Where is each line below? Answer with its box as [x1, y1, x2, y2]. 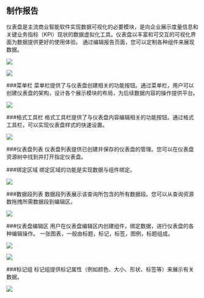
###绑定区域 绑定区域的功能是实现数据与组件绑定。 [6, 166, 136, 173]
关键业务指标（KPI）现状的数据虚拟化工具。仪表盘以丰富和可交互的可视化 [6, 30, 191, 38]
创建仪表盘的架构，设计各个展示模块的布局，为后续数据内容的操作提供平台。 [6, 89, 199, 96]
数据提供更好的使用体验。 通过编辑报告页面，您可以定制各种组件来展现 [16, 38, 195, 46]
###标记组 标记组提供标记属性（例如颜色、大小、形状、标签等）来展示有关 [6, 265, 194, 272]
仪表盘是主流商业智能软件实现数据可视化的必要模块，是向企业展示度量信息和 [6, 23, 199, 30]
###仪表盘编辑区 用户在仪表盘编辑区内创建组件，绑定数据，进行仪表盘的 [6, 222, 189, 229]
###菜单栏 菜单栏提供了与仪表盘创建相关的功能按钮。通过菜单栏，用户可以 [6, 81, 194, 89]
